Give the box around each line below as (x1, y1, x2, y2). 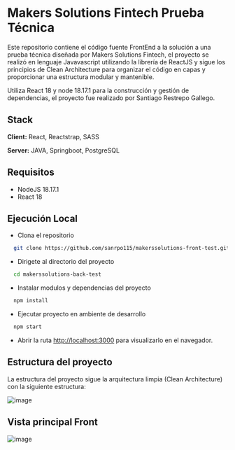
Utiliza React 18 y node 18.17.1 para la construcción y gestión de (7, 86, 190, 94)
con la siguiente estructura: (7, 382, 86, 391)
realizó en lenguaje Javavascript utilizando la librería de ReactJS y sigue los (7, 57, 226, 66)
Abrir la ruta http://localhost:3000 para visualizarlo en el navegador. (17, 336, 213, 344)
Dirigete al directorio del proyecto (17, 258, 115, 266)
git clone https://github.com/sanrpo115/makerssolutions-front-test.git (13, 245, 230, 252)
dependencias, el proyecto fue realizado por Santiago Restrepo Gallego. (7, 93, 215, 102)
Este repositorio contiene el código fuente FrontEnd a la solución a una (7, 43, 211, 51)
